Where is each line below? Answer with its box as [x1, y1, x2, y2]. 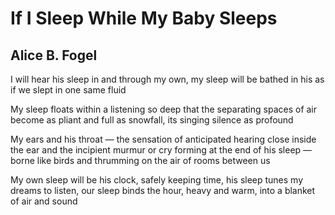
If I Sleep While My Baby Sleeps [10, 7, 278, 30]
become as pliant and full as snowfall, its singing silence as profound [10, 114, 294, 126]
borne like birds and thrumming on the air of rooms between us [10, 155, 271, 166]
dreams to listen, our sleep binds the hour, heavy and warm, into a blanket [10, 185, 316, 196]
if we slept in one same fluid [10, 84, 127, 96]
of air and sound [10, 195, 78, 207]
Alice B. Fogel [10, 47, 98, 64]
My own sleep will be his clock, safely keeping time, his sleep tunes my [10, 174, 304, 186]
